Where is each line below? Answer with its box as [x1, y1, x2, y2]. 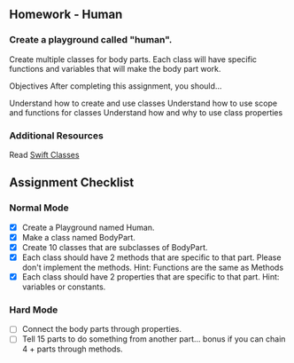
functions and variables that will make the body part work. [9, 63, 221, 74]
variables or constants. [21, 281, 106, 292]
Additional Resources [9, 129, 104, 141]
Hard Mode [9, 304, 58, 316]
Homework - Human [9, 7, 123, 22]
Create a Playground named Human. [21, 222, 155, 233]
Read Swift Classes [9, 149, 80, 160]
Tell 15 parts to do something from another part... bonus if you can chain [21, 334, 286, 344]
